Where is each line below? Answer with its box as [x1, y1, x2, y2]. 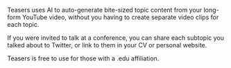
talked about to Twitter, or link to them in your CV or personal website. [7, 41, 207, 49]
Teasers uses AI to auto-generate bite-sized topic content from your [7, 6, 203, 14]
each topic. [7, 21, 40, 28]
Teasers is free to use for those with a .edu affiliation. [7, 54, 160, 63]
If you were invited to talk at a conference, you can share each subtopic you [7, 34, 224, 42]
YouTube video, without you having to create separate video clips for [22, 13, 219, 21]
